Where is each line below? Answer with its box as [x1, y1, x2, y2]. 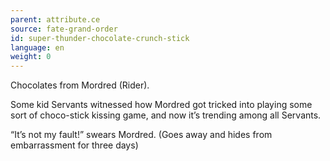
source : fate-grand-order [10, 24, 118, 34]
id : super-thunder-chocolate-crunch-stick [10, 33, 190, 43]
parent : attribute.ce [10, 14, 101, 25]
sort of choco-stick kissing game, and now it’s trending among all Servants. [10, 109, 322, 121]
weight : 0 [10, 52, 52, 62]
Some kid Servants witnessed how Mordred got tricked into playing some [10, 99, 313, 111]
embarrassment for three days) [10, 139, 139, 151]
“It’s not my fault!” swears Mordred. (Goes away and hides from [10, 129, 273, 141]
